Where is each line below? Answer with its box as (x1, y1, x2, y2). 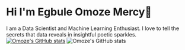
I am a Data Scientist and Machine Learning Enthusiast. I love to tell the (6, 25, 180, 32)
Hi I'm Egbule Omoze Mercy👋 (6, 5, 152, 19)
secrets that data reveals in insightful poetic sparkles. (6, 31, 137, 38)
